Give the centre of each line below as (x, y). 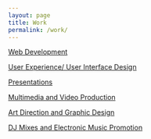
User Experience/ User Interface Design (72, 67)
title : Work (27, 23)
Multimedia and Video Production (62, 98)
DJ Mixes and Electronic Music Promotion (75, 128)
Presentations (31, 82)
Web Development (38, 52)
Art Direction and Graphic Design (61, 112)
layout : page (29, 15)
